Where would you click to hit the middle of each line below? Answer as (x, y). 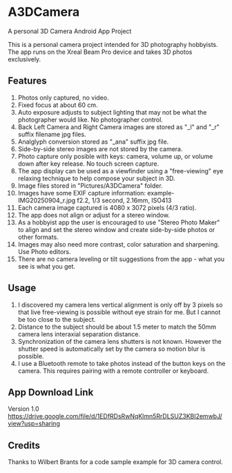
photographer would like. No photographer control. (90, 119)
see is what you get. (46, 266)
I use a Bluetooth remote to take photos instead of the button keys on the (122, 363)
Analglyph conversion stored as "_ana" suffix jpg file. (93, 142)
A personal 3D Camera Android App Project (70, 31)
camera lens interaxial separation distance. (79, 334)
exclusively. (25, 59)
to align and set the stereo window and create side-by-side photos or (116, 229)
